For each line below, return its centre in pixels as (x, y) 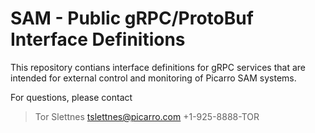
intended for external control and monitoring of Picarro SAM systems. (153, 78)
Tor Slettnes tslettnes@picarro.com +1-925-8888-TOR (147, 116)
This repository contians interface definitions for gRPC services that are (158, 67)
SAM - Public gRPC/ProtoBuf (132, 18)
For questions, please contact (71, 97)
